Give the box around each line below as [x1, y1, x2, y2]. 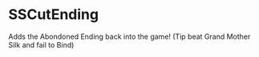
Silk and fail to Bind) [8, 40, 75, 49]
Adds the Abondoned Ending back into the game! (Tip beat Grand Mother [8, 32, 251, 41]
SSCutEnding [8, 6, 99, 24]
